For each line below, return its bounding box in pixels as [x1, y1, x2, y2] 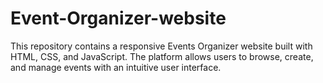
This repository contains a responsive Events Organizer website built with [10, 40, 313, 52]
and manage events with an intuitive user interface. [10, 61, 222, 73]
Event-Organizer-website [10, 7, 227, 30]
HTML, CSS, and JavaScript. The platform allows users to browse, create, [10, 50, 314, 62]
